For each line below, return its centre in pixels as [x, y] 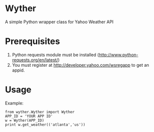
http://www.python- [118, 55]
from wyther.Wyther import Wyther [40, 112]
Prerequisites [33, 41]
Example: [14, 103]
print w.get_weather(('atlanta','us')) [45, 125]
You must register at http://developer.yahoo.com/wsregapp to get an [80, 65]
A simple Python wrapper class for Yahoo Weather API [59, 22]
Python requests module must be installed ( [55, 55]
